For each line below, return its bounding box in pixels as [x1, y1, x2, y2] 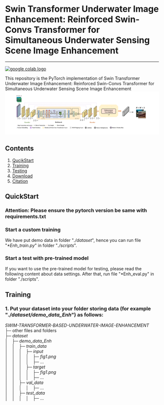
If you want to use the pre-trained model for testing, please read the [5, 266, 142, 272]
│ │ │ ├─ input [5, 349, 44, 355]
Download [12, 173, 33, 179]
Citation [12, 178, 28, 184]
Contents [5, 144, 34, 153]
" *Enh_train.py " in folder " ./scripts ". [5, 242, 77, 248]
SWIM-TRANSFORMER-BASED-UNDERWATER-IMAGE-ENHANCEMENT [5, 322, 149, 329]
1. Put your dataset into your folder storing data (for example [5, 305, 151, 312]
